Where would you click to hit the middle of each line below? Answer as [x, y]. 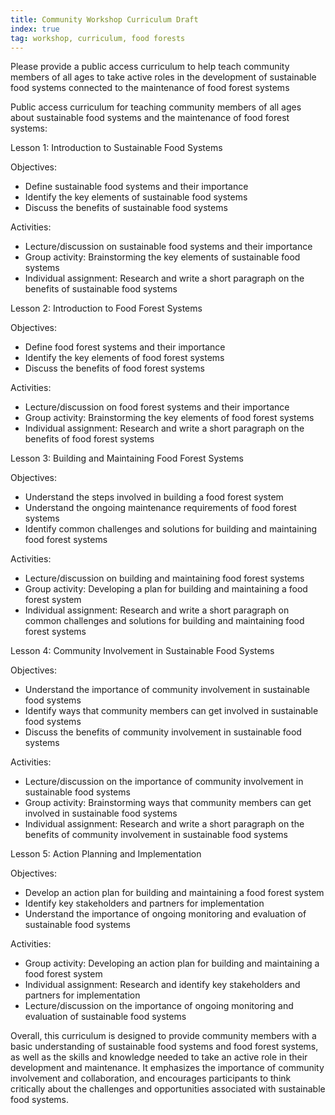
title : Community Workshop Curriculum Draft [104, 19]
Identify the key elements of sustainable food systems [136, 197]
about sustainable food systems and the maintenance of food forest [150, 118]
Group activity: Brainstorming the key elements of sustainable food [162, 257]
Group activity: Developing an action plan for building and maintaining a [172, 963]
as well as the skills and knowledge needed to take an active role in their [159, 1057]
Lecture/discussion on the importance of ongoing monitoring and [159, 1006]
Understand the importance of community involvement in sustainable [167, 690]
